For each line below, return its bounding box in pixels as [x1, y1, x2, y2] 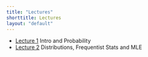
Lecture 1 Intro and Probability [15, 37, 91, 45]
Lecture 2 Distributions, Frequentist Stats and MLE [15, 44, 142, 51]
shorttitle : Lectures [6, 15, 62, 21]
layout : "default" [6, 20, 53, 26]
